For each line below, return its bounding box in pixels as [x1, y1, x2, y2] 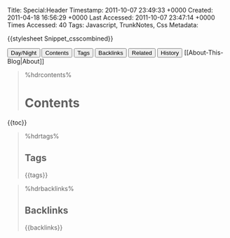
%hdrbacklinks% [24, 184, 75, 192]
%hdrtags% [24, 132, 60, 140]
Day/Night [11, 49, 37, 57]
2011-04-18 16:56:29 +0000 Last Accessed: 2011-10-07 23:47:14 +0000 [7, 13, 215, 22]
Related [132, 49, 153, 57]
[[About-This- [184, 48, 224, 57]
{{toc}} [7, 118, 27, 127]
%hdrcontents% [24, 71, 72, 79]
